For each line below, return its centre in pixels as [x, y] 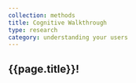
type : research [33, 30]
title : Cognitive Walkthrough [58, 23]
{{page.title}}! [44, 69]
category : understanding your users [68, 37]
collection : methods [42, 15]
